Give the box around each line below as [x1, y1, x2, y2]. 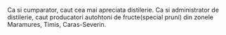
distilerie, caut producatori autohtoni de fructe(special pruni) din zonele [7, 13, 214, 21]
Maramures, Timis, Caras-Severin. [7, 21, 107, 28]
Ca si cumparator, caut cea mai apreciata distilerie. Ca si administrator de [7, 6, 220, 14]
